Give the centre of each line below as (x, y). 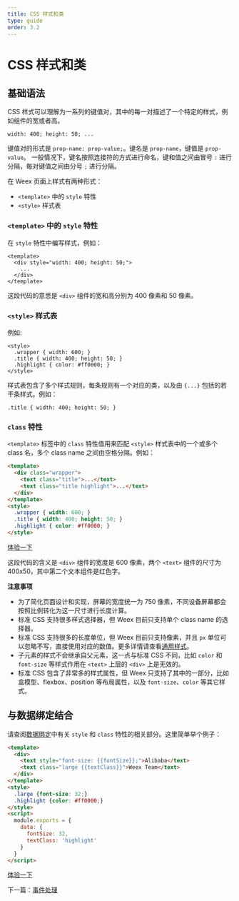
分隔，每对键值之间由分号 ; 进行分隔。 (64, 166)
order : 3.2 (24, 27)
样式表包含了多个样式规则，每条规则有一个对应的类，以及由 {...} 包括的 (114, 385)
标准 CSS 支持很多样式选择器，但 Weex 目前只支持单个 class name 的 (120, 619)
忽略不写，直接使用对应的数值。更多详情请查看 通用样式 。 (108, 646)
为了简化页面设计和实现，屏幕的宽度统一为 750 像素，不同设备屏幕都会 (122, 601)
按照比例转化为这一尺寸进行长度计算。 (74, 610)
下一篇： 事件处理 (32, 890)
